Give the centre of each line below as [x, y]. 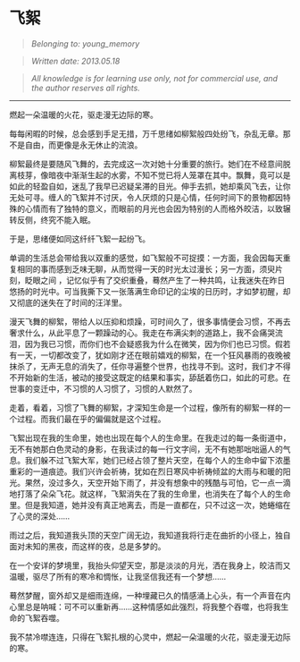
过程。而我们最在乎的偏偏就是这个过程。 [91, 419]
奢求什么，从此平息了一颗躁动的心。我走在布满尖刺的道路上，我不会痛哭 [142, 333]
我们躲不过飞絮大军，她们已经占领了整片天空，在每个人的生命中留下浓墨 [158, 460]
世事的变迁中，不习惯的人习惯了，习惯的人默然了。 [103, 388]
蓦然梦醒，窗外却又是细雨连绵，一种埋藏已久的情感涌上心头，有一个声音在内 [150, 595]
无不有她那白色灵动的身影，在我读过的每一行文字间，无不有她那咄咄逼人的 [146, 449]
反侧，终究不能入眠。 [56, 219]
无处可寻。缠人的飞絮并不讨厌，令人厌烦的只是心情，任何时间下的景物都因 [146, 197]
